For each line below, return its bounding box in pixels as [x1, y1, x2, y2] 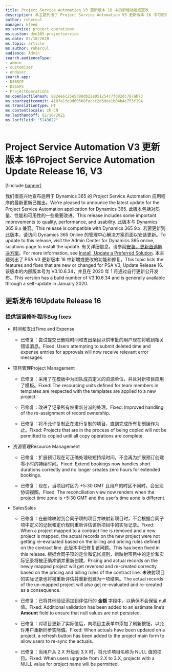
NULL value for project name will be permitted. [20, 661, 119, 667]
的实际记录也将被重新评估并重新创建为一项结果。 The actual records [20, 576, 164, 582]
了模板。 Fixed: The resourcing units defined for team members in [20, 383, 159, 389]
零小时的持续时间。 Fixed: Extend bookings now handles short [20, 461, 151, 467]
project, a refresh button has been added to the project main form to [20, 633, 165, 639]
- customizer [5, 65, 33, 70]
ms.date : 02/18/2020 [5, 37, 50, 42]
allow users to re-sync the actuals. [20, 638, 94, 644]
